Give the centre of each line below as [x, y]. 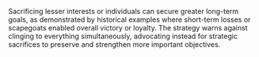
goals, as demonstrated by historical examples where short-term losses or [129, 20]
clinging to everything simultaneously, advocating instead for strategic [123, 36]
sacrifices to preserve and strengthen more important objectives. [114, 45]
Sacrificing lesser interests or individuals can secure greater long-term [124, 11]
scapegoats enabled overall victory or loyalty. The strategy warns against [128, 28]
